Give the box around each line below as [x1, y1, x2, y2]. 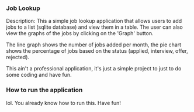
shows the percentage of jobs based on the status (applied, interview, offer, [6, 47, 188, 55]
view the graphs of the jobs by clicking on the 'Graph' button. [6, 30, 154, 37]
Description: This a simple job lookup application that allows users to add [6, 18, 182, 25]
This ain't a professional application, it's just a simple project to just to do [6, 65, 182, 72]
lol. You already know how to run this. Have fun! [6, 99, 122, 106]
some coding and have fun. [6, 72, 72, 79]
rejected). [6, 54, 30, 61]
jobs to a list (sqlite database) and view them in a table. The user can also [6, 23, 183, 30]
